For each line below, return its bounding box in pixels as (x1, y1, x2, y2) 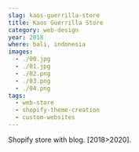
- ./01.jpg (15, 63, 51, 71)
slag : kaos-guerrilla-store (8, 11, 101, 20)
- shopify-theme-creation (15, 107, 101, 114)
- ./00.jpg (15, 56, 51, 63)
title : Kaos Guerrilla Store (8, 19, 104, 27)
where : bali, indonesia (8, 41, 86, 49)
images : (8, 48, 34, 56)
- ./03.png (15, 77, 51, 85)
